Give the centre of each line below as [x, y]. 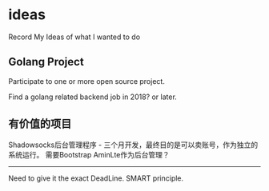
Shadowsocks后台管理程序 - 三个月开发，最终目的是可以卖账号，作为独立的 [133, 145]
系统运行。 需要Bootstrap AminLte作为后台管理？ [89, 154]
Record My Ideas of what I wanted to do [74, 37]
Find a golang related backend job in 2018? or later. [93, 97]
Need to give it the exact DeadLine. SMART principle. [96, 178]
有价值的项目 [40, 124]
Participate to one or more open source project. [87, 81]
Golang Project [46, 62]
